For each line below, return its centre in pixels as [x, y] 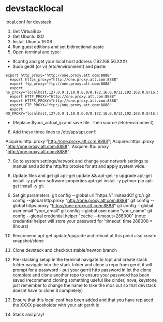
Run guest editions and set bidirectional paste [58, 47]
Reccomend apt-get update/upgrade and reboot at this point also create [84, 235]
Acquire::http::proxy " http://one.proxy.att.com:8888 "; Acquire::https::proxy [80, 141]
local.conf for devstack [29, 22]
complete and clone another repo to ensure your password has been [81, 275]
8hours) [20, 226]
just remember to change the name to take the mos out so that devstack [84, 285]
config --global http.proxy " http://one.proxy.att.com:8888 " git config [81, 200]
